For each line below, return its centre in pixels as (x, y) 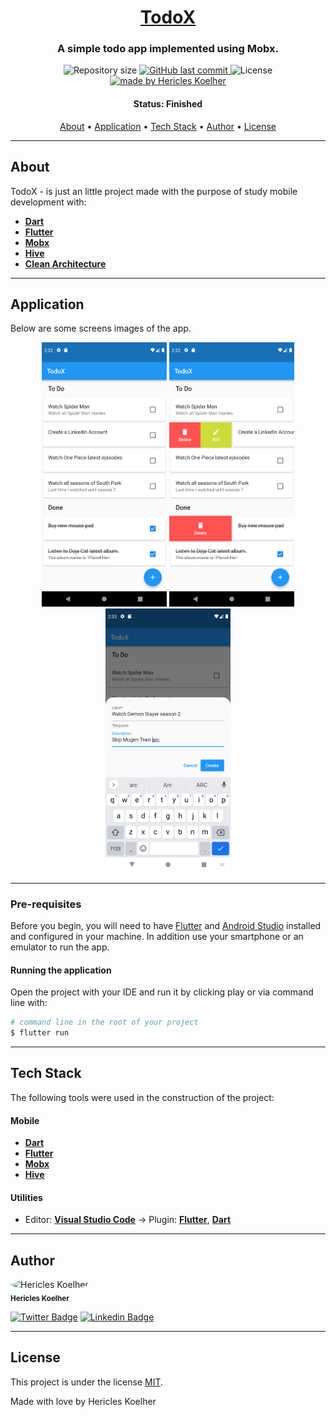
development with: (48, 202)
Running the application (61, 970)
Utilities (26, 1197)
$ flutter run (40, 1033)
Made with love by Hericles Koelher (83, 1401)
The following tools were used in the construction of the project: (142, 1097)
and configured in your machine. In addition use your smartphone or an (157, 937)
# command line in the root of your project (104, 1022)
